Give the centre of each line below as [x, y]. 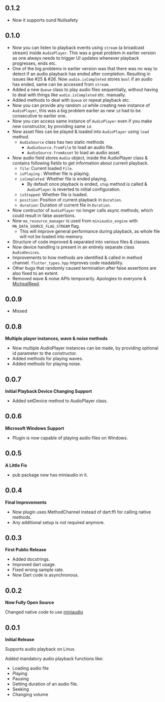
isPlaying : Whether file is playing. [55, 173]
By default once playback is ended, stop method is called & [87, 184]
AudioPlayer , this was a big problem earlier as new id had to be [77, 110]
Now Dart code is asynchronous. [46, 575]
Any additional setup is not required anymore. [58, 522]
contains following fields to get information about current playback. [80, 163]
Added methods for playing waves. [48, 359]
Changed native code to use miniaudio [44, 612]
